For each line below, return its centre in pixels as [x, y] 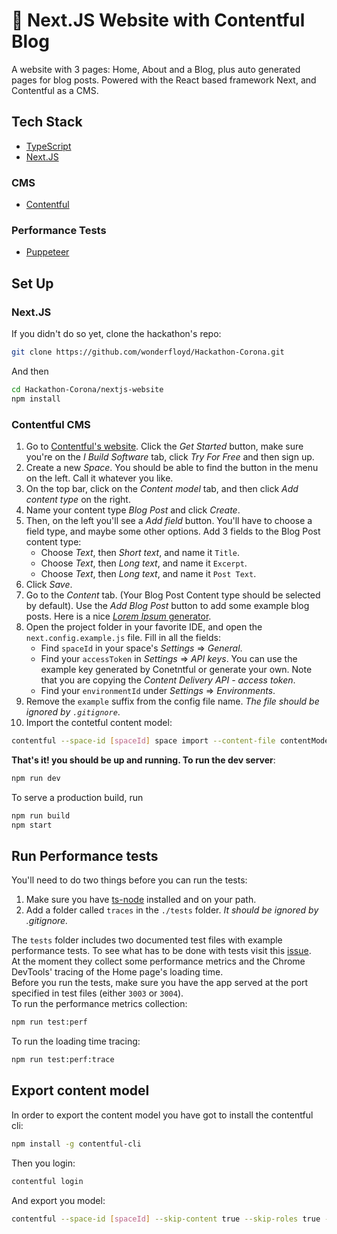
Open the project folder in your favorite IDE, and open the [144, 626]
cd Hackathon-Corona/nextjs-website [87, 389]
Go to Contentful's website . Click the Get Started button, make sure [164, 446]
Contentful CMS [51, 424]
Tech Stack [47, 122]
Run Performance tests [85, 855]
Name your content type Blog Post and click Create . [133, 510]
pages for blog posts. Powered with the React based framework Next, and [164, 80]
